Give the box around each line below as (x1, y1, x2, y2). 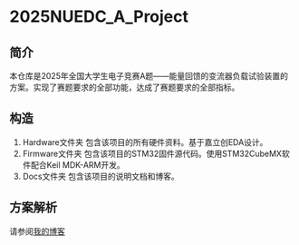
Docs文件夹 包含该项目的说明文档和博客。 (22, 171, 179, 181)
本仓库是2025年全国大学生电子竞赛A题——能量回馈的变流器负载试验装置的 (9, 71, 288, 81)
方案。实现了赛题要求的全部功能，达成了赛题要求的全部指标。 (9, 82, 240, 93)
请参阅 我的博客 (9, 225, 65, 237)
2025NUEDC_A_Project (9, 6, 188, 27)
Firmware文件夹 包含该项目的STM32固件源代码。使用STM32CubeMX (22, 148, 283, 159)
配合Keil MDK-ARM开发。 (30, 159, 125, 170)
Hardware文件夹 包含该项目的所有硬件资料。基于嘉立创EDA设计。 (22, 136, 268, 147)
